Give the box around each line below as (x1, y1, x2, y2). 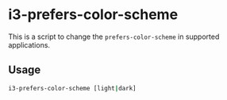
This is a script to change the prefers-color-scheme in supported (8, 32, 220, 41)
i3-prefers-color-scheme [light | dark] (8, 84, 137, 92)
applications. (8, 40, 50, 49)
